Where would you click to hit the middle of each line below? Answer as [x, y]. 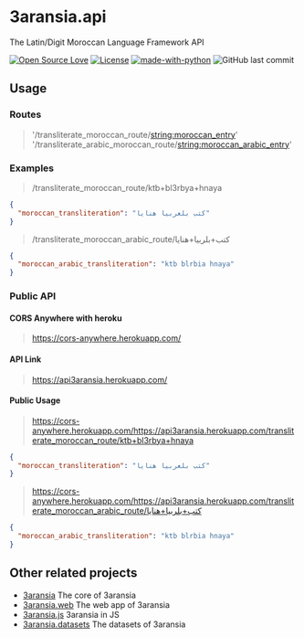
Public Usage [35, 400]
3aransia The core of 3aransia [79, 595]
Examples [32, 168]
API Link [26, 359]
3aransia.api [58, 17]
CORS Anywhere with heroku [66, 318]
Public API [33, 296]
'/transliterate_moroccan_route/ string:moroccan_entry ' [135, 134]
